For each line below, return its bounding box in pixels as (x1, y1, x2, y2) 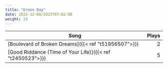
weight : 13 (5, 16, 28, 21)
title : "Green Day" (5, 7, 46, 12)
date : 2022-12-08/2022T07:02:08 (5, 12, 72, 17)
